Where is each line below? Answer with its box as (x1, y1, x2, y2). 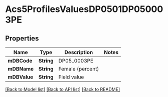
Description (64, 49, 93, 55)
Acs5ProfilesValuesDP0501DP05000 (5, 3, 163, 15)
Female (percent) (58, 65, 99, 72)
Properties (5, 34, 39, 42)
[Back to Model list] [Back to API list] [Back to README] (5, 86, 120, 92)
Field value (58, 73, 84, 80)
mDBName (8, 65, 34, 72)
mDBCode (8, 57, 33, 64)
